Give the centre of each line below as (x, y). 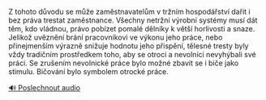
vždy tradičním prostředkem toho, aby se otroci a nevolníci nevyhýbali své (133, 54)
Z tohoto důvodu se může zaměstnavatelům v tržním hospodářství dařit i (129, 12)
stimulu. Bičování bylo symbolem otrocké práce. (88, 71)
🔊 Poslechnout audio (45, 87)
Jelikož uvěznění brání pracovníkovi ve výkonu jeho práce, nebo (116, 37)
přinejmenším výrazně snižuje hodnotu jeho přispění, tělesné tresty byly (129, 46)
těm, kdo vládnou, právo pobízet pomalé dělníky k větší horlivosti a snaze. (132, 29)
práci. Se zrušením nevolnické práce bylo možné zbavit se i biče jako (124, 63)
